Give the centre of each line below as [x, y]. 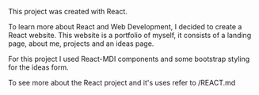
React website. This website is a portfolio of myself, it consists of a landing [130, 35]
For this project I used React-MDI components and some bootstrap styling [129, 59]
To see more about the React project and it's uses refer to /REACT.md [122, 83]
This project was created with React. [68, 11]
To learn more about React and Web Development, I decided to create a [125, 27]
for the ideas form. [38, 67]
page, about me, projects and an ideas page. [81, 44]
